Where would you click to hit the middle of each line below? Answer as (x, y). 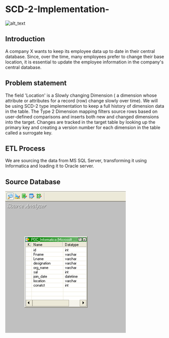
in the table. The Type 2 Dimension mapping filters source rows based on (81, 111)
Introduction (25, 39)
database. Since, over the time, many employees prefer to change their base (85, 56)
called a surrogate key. (29, 132)
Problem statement (36, 83)
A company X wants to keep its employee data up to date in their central (80, 51)
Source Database (33, 182)
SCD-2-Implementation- (57, 9)
